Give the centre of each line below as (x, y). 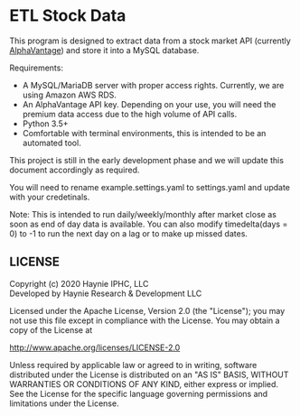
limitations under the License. (64, 403)
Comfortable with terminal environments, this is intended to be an (144, 133)
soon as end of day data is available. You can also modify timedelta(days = (149, 224)
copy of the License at (51, 329)
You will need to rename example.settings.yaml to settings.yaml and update (150, 187)
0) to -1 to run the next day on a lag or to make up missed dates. (129, 233)
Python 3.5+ (46, 124)
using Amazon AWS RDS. (70, 95)
